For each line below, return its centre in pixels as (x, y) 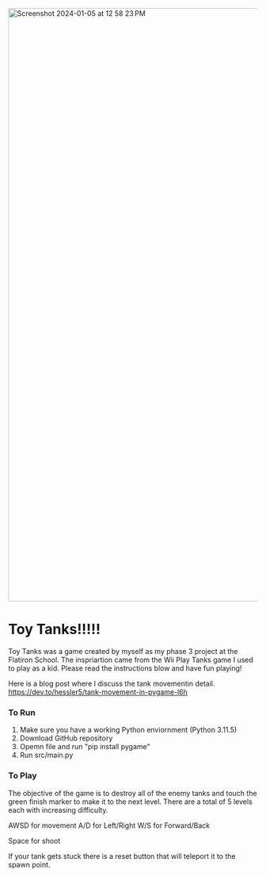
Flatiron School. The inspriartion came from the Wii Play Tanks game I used (131, 660)
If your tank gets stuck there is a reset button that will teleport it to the (122, 856)
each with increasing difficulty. (58, 810)
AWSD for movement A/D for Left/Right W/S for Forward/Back (109, 825)
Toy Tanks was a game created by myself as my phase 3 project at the (123, 651)
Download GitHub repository (66, 738)
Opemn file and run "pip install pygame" (85, 747)
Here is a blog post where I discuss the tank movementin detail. (112, 683)
